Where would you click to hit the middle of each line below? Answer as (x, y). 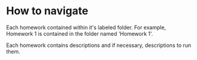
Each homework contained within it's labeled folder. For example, (86, 27)
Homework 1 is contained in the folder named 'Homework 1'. (80, 33)
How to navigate (47, 11)
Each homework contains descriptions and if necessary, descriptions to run (99, 45)
